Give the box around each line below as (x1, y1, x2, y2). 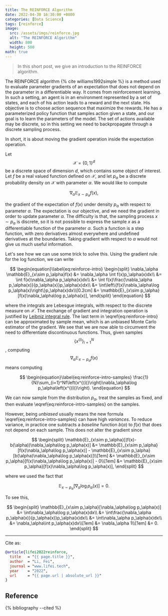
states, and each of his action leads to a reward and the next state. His (5, 99, 150, 105)
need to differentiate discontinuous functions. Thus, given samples (5, 329, 143, 335)
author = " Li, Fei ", (9, 559, 55, 564)
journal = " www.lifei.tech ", (9, 563, 70, 569)
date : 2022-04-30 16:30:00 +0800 (5, 12, 75, 17)
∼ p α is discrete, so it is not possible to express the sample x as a (5, 218, 140, 226)
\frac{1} (132, 375, 148, 381)
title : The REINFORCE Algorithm (5, 7, 72, 13)
